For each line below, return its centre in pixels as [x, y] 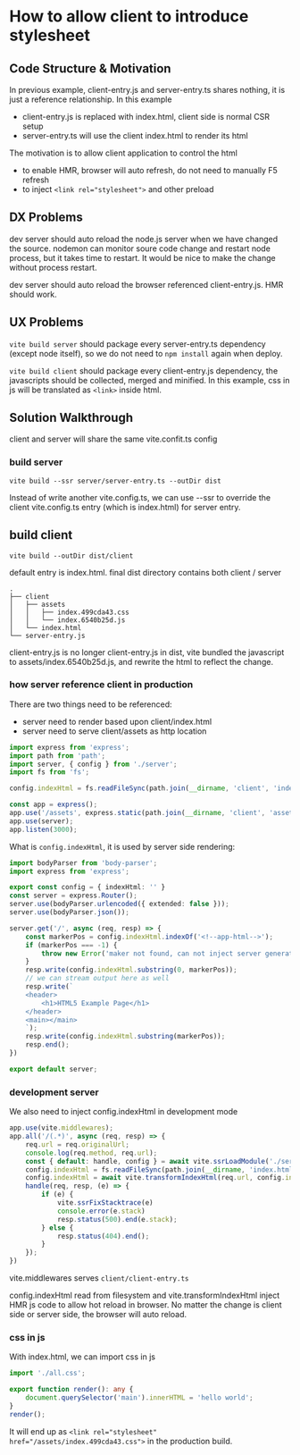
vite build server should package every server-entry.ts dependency [137, 344]
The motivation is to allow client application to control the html [124, 153]
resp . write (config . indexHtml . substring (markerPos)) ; [125, 1037]
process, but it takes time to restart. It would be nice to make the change [142, 257]
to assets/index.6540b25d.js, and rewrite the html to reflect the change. [142, 661]
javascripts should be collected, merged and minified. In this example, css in [150, 380]
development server [54, 1092]
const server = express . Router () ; [74, 896]
